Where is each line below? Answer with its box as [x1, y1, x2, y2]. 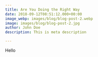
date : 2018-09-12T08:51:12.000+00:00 [5, 12, 82, 17]
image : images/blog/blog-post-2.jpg [5, 20, 80, 26]
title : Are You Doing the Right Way [5, 7, 80, 12]
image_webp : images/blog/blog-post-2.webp [5, 16, 93, 21]
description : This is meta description [5, 30, 87, 35]
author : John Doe [5, 25, 41, 30]
